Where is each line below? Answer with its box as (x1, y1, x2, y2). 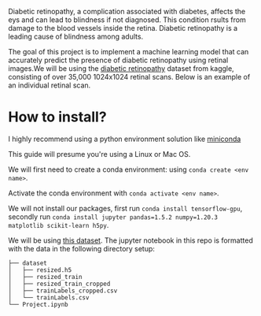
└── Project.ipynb (8, 300, 68, 308)
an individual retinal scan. (8, 80, 91, 90)
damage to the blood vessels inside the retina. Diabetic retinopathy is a (8, 24, 238, 32)
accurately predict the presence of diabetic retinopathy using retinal (8, 55, 229, 65)
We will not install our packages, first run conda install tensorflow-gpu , (8, 203, 243, 213)
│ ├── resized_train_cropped (8, 280, 111, 288)
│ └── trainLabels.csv (8, 293, 90, 302)
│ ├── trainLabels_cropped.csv (8, 287, 118, 295)
